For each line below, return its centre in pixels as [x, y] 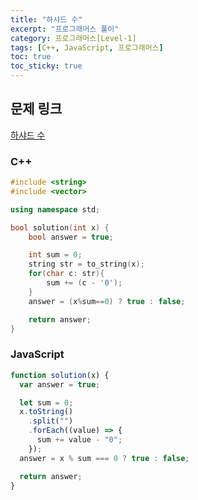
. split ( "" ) [51, 421]
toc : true [31, 57]
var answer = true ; [60, 384]
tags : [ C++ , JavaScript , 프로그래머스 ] [87, 47]
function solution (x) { [60, 375]
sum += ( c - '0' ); [84, 283]
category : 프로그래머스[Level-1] [73, 38]
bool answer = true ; [71, 237]
